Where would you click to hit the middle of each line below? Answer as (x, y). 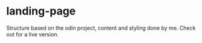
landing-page (41, 11)
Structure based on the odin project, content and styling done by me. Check (101, 28)
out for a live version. (33, 34)
